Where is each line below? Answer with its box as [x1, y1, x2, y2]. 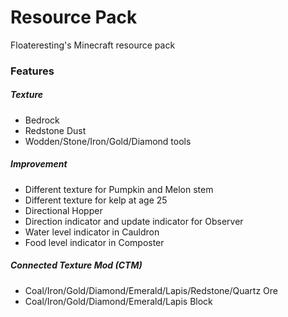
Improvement [10, 158, 68, 170]
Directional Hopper [24, 204, 103, 216]
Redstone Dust [24, 124, 87, 136]
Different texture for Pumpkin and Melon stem [24, 183, 214, 195]
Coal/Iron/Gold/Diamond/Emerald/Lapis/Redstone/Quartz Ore [24, 284, 278, 296]
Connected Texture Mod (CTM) [10, 259, 143, 271]
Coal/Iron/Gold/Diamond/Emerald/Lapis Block [24, 295, 213, 307]
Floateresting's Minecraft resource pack [10, 39, 176, 51]
